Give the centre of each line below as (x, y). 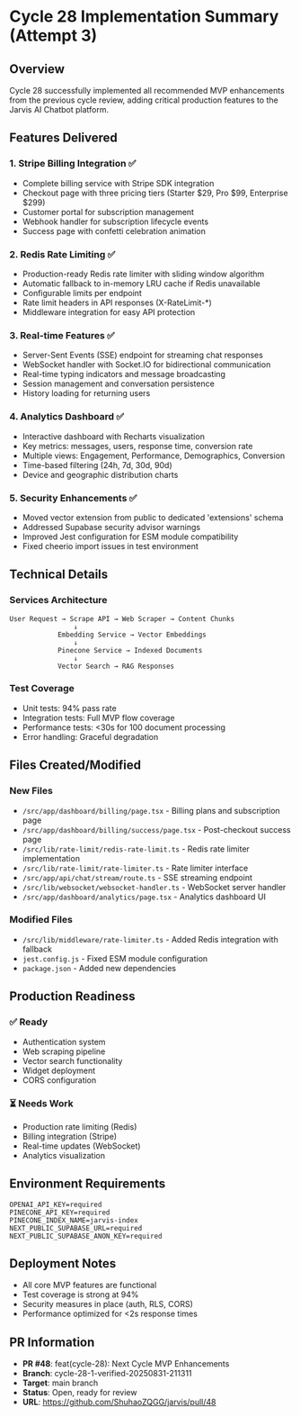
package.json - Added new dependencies (99, 968)
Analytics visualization (64, 1155)
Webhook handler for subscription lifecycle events (115, 221)
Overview (37, 69)
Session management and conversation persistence (119, 383)
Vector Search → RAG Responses (116, 666)
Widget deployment (59, 1070)
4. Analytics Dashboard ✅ (67, 417)
